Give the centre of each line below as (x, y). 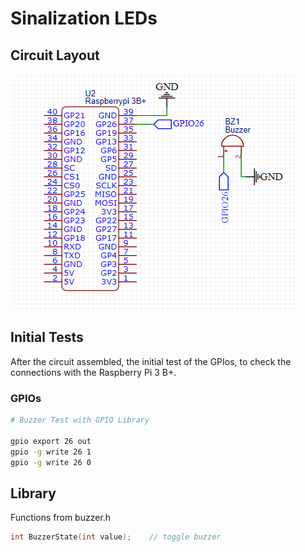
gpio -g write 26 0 (51, 462)
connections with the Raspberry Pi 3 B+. (93, 372)
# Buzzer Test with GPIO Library (80, 420)
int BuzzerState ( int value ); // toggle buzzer (116, 537)
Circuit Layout (55, 55)
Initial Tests (47, 337)
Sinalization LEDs (84, 18)
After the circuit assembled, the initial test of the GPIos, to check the (151, 361)
